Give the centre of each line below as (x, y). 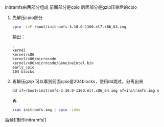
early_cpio (23, 67)
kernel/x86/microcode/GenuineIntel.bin (53, 63)
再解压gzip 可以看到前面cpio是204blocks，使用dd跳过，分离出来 (78, 81)
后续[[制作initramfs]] (26, 120)
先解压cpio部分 (27, 18)
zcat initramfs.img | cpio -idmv (46, 110)
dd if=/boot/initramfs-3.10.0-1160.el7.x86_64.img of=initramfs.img (83, 90)
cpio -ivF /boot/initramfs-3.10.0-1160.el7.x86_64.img (69, 27)
